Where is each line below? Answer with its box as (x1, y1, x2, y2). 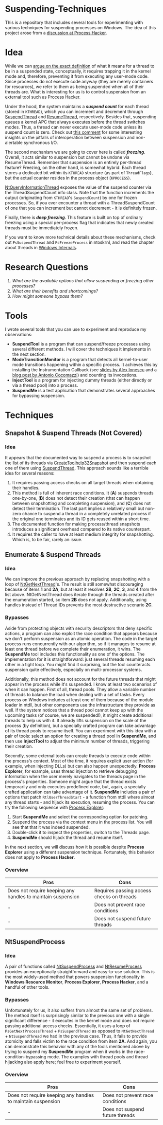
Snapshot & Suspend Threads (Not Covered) (5, 429, 142, 437)
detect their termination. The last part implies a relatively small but (12, 505, 145, 511)
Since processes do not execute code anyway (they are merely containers (5, 78, 154, 84)
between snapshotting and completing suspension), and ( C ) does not (12, 500, 151, 506)
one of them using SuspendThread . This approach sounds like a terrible (5, 465, 149, 471)
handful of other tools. (5, 984, 49, 990)
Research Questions (5, 262, 89, 273)
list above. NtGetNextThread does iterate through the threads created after (5, 592, 155, 598)
